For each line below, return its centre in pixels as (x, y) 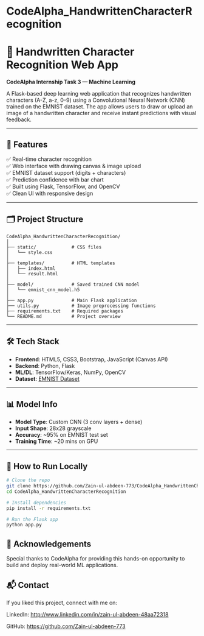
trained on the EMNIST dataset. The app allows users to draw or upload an (100, 107)
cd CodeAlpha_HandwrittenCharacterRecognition (66, 492)
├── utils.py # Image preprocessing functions (81, 306)
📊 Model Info (32, 404)
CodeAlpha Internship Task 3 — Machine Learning (71, 82)
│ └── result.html (32, 274)
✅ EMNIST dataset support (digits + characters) (66, 172)
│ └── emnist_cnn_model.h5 (43, 290)
